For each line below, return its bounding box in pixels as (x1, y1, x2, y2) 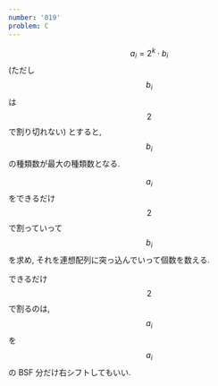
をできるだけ (8, 193, 55, 204)
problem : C (8, 21, 49, 30)
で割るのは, (8, 304, 51, 314)
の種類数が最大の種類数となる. (8, 158, 121, 168)
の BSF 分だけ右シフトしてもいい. (8, 366, 131, 377)
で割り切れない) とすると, (8, 126, 102, 137)
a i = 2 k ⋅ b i (130, 46, 169, 60)
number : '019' (8, 13, 62, 22)
